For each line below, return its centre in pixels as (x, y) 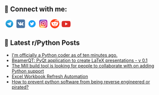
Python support (28, 71)
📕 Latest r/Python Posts (42, 43)
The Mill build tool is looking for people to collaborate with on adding (83, 65)
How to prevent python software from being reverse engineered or (81, 81)
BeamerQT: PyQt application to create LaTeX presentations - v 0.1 (79, 60)
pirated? (20, 87)
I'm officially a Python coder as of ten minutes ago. (64, 55)
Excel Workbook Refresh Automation (50, 76)
